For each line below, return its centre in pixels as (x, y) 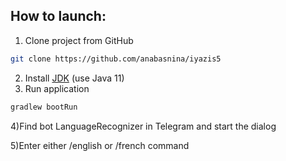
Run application (57, 88)
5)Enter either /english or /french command (100, 145)
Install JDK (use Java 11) (74, 78)
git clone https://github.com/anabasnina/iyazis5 (116, 59)
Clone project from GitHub (79, 40)
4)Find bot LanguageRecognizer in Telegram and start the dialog (143, 126)
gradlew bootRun (44, 107)
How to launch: (58, 16)
